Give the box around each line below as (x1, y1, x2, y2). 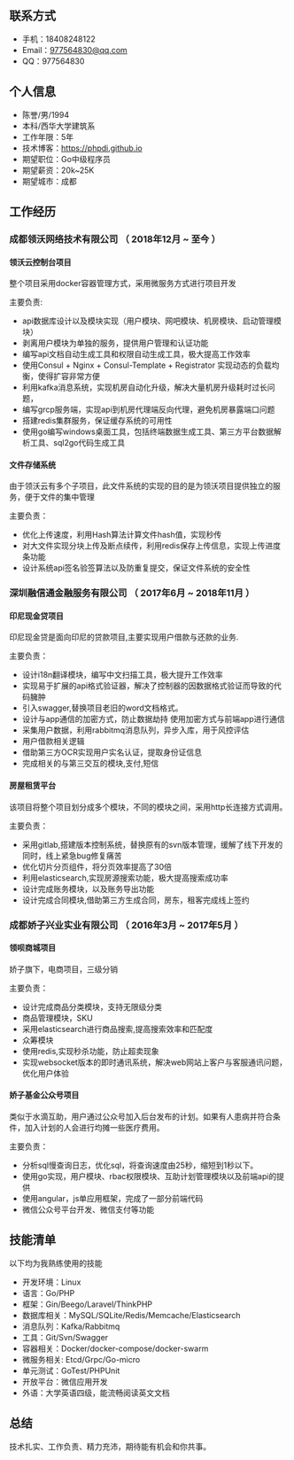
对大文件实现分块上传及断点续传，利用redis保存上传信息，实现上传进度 (21, 540, 282, 551)
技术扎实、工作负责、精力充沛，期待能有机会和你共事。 (9, 1441, 211, 1451)
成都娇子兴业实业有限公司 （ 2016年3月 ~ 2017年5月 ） (9, 919, 244, 931)
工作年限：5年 (21, 131, 74, 142)
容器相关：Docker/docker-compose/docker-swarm (21, 1343, 209, 1354)
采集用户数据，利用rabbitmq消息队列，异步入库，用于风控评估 (21, 725, 250, 735)
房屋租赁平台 (9, 780, 56, 791)
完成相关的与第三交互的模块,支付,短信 (21, 758, 159, 769)
